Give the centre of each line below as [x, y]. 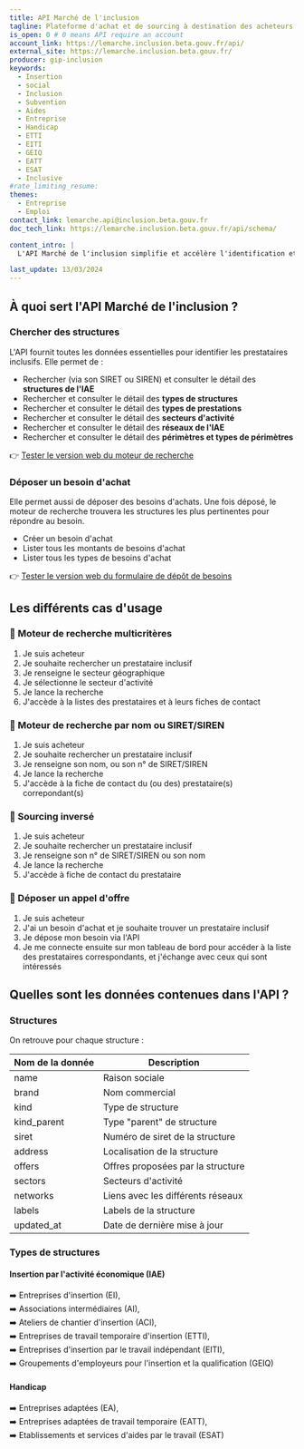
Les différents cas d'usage [86, 608]
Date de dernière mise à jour [163, 1225]
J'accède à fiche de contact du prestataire [102, 875]
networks [34, 1196]
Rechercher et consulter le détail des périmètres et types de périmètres [158, 437]
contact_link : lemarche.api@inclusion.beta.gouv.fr [109, 220]
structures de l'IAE [58, 389]
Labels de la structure [149, 1211]
